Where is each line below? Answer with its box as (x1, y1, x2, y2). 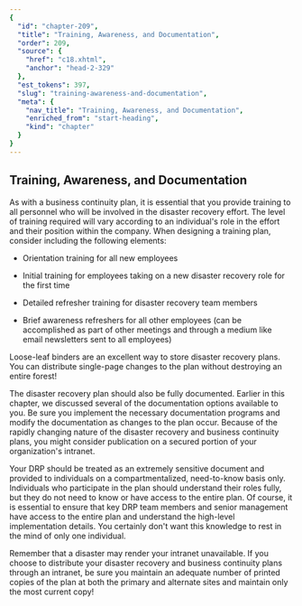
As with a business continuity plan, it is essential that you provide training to (9, 196, 291, 208)
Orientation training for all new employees (22, 252, 178, 263)
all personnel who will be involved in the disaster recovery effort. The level (9, 206, 286, 217)
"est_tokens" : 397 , (17, 80, 91, 89)
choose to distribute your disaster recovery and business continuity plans (9, 557, 282, 568)
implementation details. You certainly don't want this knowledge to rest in (9, 520, 282, 531)
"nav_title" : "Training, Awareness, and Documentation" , (25, 106, 244, 115)
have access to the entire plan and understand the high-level (9, 511, 235, 522)
